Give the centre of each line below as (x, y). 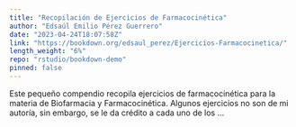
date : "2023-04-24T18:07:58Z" (66, 34)
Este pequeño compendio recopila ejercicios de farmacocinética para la (143, 93)
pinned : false (36, 68)
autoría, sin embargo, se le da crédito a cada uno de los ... (117, 113)
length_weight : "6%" (48, 51)
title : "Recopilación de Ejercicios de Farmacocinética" (118, 18)
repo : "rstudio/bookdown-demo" (68, 59)
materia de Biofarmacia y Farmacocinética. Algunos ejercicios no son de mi (149, 103)
